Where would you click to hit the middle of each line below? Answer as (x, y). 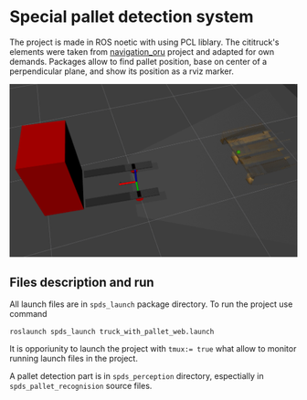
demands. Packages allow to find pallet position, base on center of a (138, 61)
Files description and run (82, 283)
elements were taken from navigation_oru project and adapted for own (142, 51)
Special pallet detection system (132, 17)
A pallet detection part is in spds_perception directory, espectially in (137, 376)
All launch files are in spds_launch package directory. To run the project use (151, 304)
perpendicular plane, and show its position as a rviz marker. (122, 71)
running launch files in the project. (74, 359)
